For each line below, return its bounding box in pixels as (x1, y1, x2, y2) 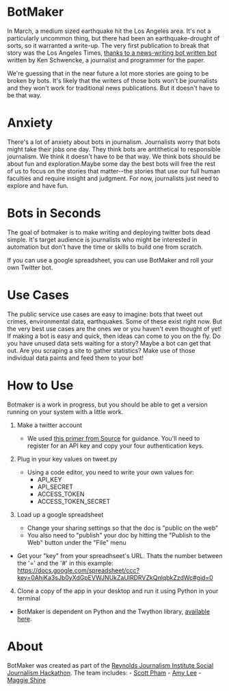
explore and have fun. (7, 181, 69, 189)
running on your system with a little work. (7, 407, 124, 415)
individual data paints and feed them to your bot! (7, 354, 144, 362)
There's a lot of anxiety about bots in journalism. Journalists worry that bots (7, 138, 221, 146)
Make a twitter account (16, 421, 82, 429)
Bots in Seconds (7, 206, 101, 221)
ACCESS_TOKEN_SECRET (37, 497, 111, 505)
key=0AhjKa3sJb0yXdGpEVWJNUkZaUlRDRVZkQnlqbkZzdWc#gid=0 (16, 573, 213, 581)
